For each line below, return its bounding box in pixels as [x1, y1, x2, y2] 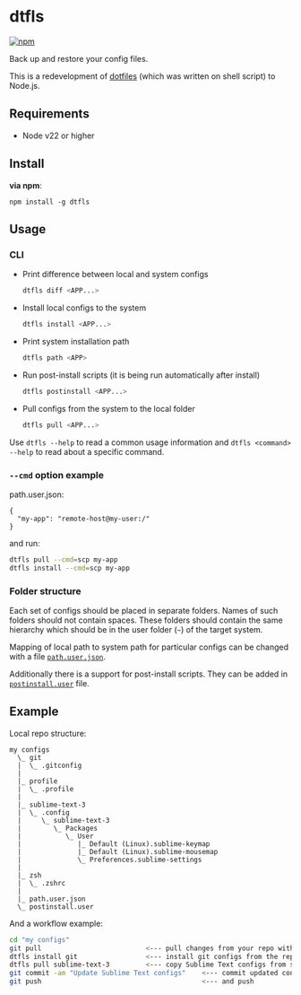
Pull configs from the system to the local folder [21, 403, 195, 414]
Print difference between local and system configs [21, 269, 209, 280]
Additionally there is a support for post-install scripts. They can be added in [9, 668, 288, 679]
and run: [9, 537, 40, 548]
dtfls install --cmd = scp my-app [9, 563, 130, 572]
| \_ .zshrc [17, 878, 66, 887]
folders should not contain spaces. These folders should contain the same [9, 615, 284, 625]
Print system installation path [21, 336, 130, 346]
